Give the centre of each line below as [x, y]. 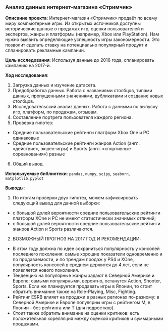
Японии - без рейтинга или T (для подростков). [64, 308]
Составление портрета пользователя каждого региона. [72, 117]
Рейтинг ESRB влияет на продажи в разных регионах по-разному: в [86, 297]
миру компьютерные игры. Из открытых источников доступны [73, 23]
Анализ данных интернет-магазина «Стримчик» [69, 7]
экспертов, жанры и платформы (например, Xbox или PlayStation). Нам [82, 34]
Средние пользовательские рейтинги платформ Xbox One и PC [81, 133]
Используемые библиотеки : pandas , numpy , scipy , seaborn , [68, 174]
